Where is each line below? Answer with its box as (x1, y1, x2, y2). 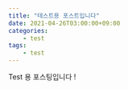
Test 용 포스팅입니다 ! (8, 72, 76, 81)
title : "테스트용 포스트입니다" (8, 11, 101, 20)
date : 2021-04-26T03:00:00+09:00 (8, 19, 121, 27)
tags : (8, 42, 27, 50)
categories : (8, 26, 48, 34)
